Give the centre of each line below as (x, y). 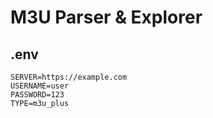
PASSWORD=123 (37, 95)
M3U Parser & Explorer (106, 17)
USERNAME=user (40, 86)
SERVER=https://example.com (69, 77)
